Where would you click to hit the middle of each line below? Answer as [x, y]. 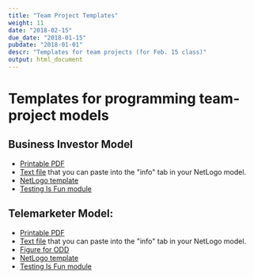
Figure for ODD [44, 249]
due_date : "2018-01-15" [47, 38]
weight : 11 [26, 23]
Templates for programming [102, 99]
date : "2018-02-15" [40, 30]
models [84, 116]
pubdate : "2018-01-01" [45, 45]
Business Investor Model [70, 144]
